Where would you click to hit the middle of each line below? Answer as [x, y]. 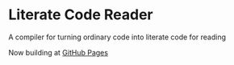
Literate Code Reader [81, 15]
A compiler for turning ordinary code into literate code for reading [117, 37]
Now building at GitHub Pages [58, 52]
